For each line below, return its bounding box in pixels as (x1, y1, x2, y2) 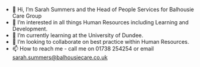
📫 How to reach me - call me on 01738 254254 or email (12, 45, 154, 52)
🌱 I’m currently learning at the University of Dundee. (12, 32, 144, 39)
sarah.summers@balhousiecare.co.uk (12, 54, 108, 61)
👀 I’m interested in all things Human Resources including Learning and (12, 19, 189, 26)
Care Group (12, 12, 42, 19)
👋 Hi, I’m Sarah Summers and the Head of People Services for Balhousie (12, 6, 194, 13)
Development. (12, 25, 48, 32)
